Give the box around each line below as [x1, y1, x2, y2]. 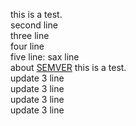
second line [10, 19, 58, 31]
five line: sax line [10, 51, 80, 63]
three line [10, 30, 50, 41]
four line [10, 40, 45, 52]
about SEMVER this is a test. [10, 62, 127, 73]
